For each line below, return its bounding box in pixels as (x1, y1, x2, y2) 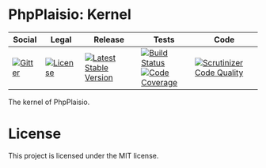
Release (93, 34, 125, 45)
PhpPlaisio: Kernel (8, 6, 132, 24)
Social (13, 34, 37, 45)
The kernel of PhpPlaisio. (8, 97, 90, 106)
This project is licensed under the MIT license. (8, 151, 159, 160)
